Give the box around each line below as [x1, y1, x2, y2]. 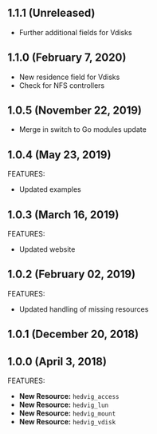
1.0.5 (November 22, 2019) [7, 104, 143, 117]
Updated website [18, 245, 76, 254]
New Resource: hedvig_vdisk [18, 417, 116, 427]
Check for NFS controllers [18, 80, 105, 90]
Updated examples [18, 185, 81, 194]
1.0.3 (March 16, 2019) [7, 208, 120, 221]
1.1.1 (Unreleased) [7, 6, 96, 20]
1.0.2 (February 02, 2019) [7, 268, 136, 281]
